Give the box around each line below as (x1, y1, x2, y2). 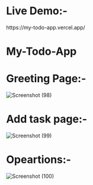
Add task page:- (6, 112, 88, 126)
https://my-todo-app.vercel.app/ (6, 24, 86, 31)
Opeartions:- (6, 153, 71, 167)
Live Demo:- (6, 4, 68, 18)
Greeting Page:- (6, 72, 86, 86)
